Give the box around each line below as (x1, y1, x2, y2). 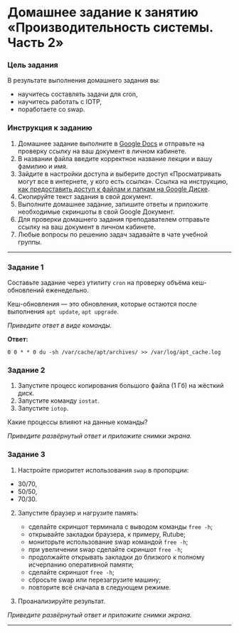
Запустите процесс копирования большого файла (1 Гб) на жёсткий (17, 381, 224, 390)
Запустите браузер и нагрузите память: (17, 508, 139, 517)
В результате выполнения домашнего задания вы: (7, 76, 160, 85)
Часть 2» (7, 35, 64, 51)
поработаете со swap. (17, 105, 85, 114)
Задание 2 (7, 365, 46, 375)
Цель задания (7, 60, 58, 70)
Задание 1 (7, 262, 44, 272)
